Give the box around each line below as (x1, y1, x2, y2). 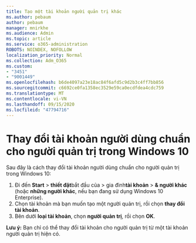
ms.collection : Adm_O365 (6, 58, 67, 63)
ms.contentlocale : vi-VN (6, 96, 67, 102)
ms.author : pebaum (6, 14, 51, 20)
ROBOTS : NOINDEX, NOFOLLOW (6, 47, 72, 53)
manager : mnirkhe (6, 25, 49, 31)
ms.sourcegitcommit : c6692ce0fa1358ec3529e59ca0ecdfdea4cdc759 (6, 85, 164, 91)
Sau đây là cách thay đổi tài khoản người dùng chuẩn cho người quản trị (6, 164, 180, 171)
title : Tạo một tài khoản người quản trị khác (6, 8, 122, 15)
